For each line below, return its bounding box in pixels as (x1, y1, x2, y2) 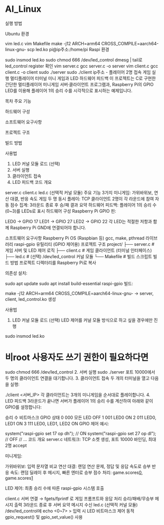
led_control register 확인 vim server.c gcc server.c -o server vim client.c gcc (5, 63, 158, 69)
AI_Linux (5, 3, 42, 15)
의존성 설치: (5, 270, 28, 276)
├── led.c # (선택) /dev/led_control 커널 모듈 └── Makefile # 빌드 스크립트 (5, 253, 152, 259)
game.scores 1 (5, 475, 33, 481)
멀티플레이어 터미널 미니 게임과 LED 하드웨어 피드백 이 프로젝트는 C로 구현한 (10, 75, 156, 81)
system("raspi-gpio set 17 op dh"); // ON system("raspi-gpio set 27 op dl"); (5, 430, 157, 436)
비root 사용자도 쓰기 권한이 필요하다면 (5, 352, 149, 363)
